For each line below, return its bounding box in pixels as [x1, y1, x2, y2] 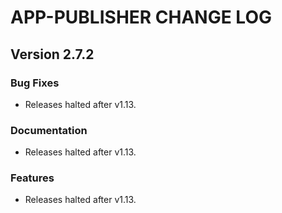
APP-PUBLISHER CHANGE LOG [10, 6, 272, 29]
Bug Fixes [10, 76, 60, 90]
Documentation [10, 123, 88, 137]
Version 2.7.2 [10, 46, 95, 63]
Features [10, 171, 55, 185]
